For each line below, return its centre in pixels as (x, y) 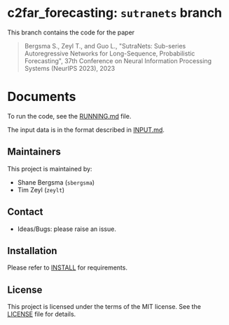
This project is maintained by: (50, 168)
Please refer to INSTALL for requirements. (68, 267)
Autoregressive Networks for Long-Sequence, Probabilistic (110, 53)
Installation (32, 251)
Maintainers (34, 152)
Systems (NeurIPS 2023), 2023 (70, 68)
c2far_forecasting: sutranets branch (115, 13)
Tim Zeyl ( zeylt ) (41, 190)
